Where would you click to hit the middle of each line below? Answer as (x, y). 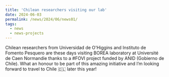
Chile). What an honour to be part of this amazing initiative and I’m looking (82, 64)
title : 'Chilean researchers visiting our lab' (56, 10)
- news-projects (27, 33)
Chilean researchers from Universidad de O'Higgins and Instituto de (76, 48)
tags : (11, 24)
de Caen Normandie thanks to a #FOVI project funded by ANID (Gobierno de (85, 58)
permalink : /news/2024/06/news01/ (42, 19)
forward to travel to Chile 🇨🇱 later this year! (51, 69)
